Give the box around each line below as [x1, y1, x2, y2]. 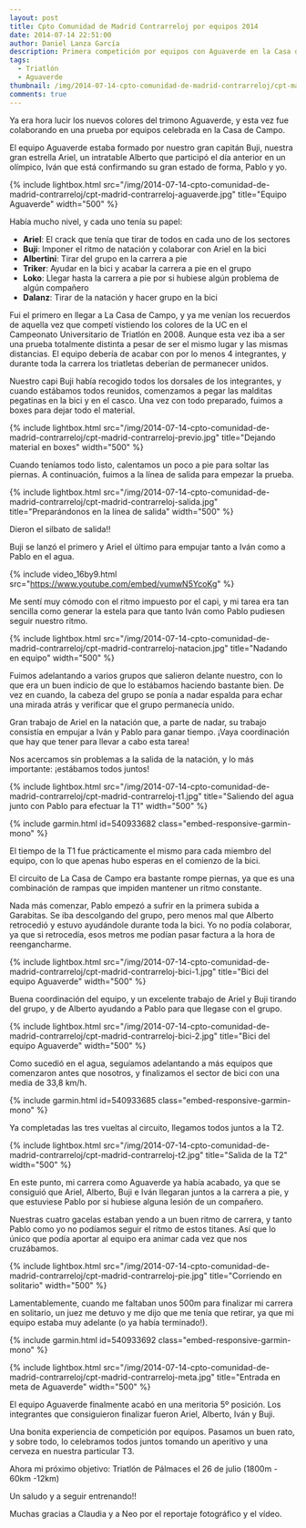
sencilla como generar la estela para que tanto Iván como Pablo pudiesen [9, 605, 285, 616]
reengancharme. [9, 938, 72, 949]
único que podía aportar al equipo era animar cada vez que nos [9, 1233, 248, 1244]
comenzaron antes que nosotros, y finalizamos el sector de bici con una [9, 1067, 280, 1078]
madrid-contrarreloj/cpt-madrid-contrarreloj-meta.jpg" [9, 1371, 216, 1382]
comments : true [9, 89, 67, 98]
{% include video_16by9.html [9, 569, 117, 579]
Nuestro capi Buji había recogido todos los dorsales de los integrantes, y [9, 375, 282, 386]
